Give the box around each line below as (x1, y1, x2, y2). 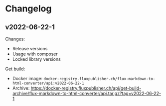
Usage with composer (12, 51, 58, 57)
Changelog (5, 3, 52, 14)
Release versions (12, 46, 48, 51)
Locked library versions (12, 56, 61, 62)
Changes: (5, 36, 25, 42)
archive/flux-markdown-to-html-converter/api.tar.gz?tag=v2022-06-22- (12, 91, 161, 96)
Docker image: (12, 76, 43, 81)
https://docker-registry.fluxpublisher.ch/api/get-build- (30, 85, 142, 91)
